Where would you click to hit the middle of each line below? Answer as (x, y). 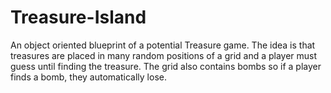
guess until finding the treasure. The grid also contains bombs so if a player (166, 66)
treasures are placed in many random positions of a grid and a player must (164, 55)
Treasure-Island (78, 17)
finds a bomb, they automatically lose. (88, 77)
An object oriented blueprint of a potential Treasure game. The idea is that (163, 45)
